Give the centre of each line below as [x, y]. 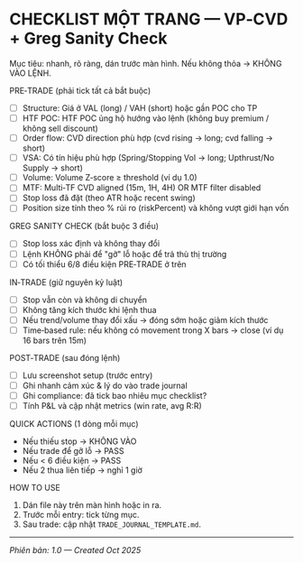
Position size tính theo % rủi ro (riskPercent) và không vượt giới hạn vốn [156, 208]
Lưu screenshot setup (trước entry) [87, 375]
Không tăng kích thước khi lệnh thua [89, 309]
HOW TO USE [35, 488]
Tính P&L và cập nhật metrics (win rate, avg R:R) [112, 406]
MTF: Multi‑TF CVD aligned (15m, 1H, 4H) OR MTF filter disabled [142, 188]
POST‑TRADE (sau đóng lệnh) [65, 357]
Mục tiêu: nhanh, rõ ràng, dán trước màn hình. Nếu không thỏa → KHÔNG [146, 63]
